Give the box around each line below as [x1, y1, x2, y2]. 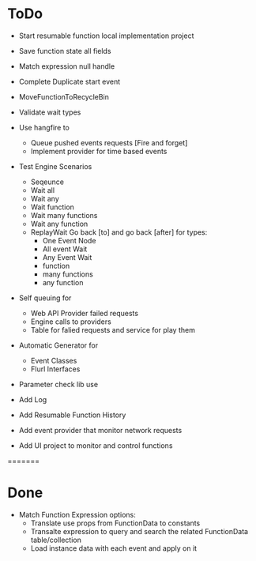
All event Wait [42, 244, 88, 254]
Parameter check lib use [18, 379, 99, 389]
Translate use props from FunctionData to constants [30, 518, 201, 528]
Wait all [30, 185, 55, 194]
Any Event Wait [42, 252, 92, 262]
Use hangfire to [18, 122, 70, 132]
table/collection [30, 535, 82, 544]
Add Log [18, 394, 47, 404]
